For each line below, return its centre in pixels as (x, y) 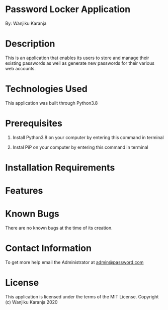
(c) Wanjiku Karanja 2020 (31, 302)
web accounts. (21, 68)
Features (24, 191)
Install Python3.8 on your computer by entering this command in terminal (88, 137)
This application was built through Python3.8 (52, 103)
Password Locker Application (68, 9)
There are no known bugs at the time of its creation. (59, 228)
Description (30, 44)
